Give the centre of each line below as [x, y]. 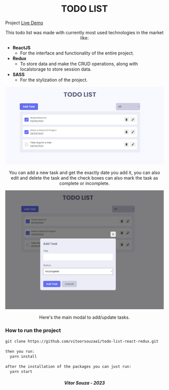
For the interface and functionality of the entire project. [77, 53]
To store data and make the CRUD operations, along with [79, 64]
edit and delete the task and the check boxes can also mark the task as [84, 178]
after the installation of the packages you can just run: [68, 367]
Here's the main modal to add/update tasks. [84, 317]
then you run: [20, 352]
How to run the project [33, 330]
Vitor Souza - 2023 [84, 383]
